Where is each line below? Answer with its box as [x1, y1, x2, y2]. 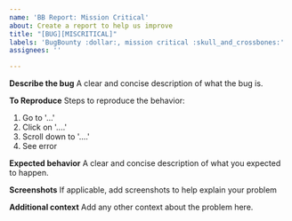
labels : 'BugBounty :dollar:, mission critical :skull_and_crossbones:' [9, 37, 285, 47]
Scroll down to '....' [21, 131, 91, 142]
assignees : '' [9, 46, 62, 55]
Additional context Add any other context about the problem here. [9, 201, 254, 213]
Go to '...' [21, 113, 55, 123]
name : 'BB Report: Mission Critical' [9, 12, 150, 22]
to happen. [9, 168, 49, 178]
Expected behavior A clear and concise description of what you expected [9, 158, 281, 169]
